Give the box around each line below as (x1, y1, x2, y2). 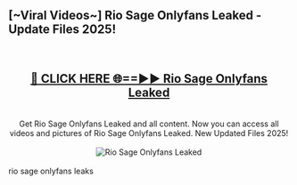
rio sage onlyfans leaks (8, 165, 95, 176)
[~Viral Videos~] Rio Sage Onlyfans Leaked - (8, 8, 262, 23)
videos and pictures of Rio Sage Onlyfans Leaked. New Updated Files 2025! (9, 127, 289, 138)
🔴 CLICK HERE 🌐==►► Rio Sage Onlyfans (29, 71, 268, 86)
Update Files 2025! (8, 22, 117, 37)
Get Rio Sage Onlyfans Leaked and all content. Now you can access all (19, 118, 279, 129)
